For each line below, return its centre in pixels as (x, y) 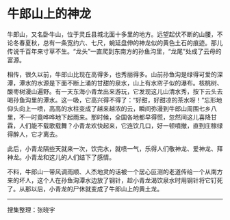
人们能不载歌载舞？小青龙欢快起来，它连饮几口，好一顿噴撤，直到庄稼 (118, 125)
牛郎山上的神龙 (49, 14)
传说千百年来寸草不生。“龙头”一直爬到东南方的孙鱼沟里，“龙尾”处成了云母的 (114, 51)
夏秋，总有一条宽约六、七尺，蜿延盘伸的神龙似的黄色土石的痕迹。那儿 (124, 42)
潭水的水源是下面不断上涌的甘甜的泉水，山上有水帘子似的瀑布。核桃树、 (121, 83)
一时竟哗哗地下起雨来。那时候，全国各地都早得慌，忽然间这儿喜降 (118, 117)
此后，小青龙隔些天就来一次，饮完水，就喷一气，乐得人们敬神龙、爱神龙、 (112, 148)
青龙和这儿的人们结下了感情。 (73, 157)
